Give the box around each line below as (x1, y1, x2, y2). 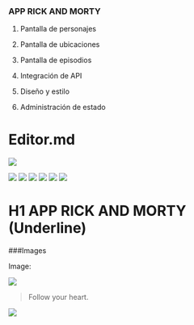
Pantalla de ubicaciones (19, 40, 100, 49)
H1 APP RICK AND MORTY (8, 202, 187, 220)
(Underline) (8, 219, 87, 238)
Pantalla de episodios (19, 55, 92, 65)
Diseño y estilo (19, 87, 70, 96)
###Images (8, 246, 47, 255)
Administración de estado (19, 103, 107, 112)
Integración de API (19, 71, 82, 81)
